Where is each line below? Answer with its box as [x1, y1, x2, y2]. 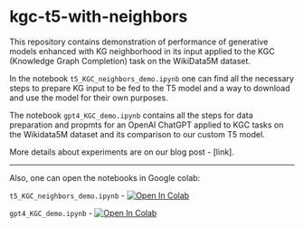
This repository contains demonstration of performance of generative [9, 36, 269, 47]
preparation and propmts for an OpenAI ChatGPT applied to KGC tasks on [9, 119, 284, 130]
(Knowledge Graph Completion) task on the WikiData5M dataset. [9, 55, 252, 66]
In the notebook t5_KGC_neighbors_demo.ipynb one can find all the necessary [9, 72, 294, 83]
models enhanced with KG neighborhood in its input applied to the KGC [9, 45, 275, 56]
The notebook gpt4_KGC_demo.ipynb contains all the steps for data [9, 109, 253, 120]
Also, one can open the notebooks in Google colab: [9, 172, 201, 183]
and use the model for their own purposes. [9, 92, 169, 103]
